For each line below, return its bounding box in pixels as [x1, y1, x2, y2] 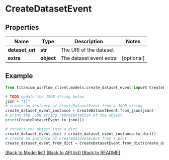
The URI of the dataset [60, 46, 114, 53]
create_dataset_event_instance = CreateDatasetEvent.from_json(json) [5, 108, 154, 113]
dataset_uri [8, 46, 36, 53]
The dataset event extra [60, 55, 117, 61]
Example [5, 71, 33, 81]
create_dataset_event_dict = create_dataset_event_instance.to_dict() [5, 131, 156, 136]
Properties [5, 23, 39, 32]
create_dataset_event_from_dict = [5, 140, 78, 146]
